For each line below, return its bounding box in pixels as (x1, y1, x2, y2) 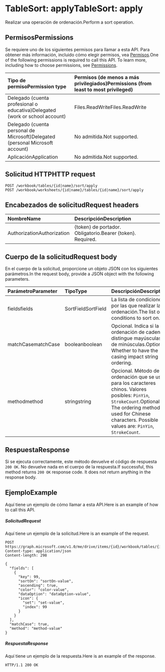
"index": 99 (23, 604, 48, 610)
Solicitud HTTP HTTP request (5, 170, 96, 178)
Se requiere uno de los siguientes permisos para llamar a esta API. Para (5, 46, 150, 52)
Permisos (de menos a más (74, 74, 139, 81)
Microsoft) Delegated (7, 133, 55, 140)
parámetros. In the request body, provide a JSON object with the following (5, 271, 154, 277)
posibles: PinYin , (111, 392, 150, 399)
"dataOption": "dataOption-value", (18, 591, 91, 596)
